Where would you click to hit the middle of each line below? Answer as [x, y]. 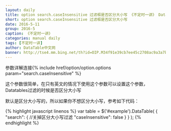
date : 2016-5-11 [22, 24]
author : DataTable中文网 [31, 48]
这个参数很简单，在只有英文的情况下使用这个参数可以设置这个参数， [77, 84]
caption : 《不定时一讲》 [29, 34]
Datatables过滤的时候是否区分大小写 [43, 90]
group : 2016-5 [20, 29]
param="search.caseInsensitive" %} [43, 73]
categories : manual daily [33, 39]
